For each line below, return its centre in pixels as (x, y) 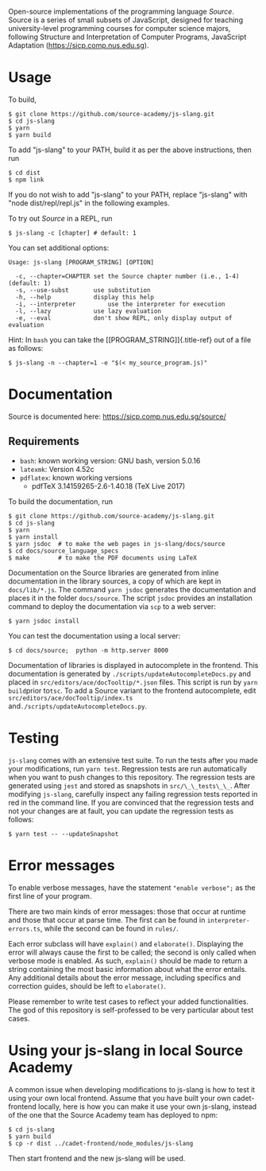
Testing (34, 738)
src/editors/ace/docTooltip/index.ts (71, 698)
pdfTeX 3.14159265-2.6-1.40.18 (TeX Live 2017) (108, 486)
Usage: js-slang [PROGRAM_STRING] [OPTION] (81, 262)
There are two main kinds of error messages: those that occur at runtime (127, 911)
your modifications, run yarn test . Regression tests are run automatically (128, 768)
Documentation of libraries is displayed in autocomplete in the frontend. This (133, 665)
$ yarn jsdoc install (44, 621)
